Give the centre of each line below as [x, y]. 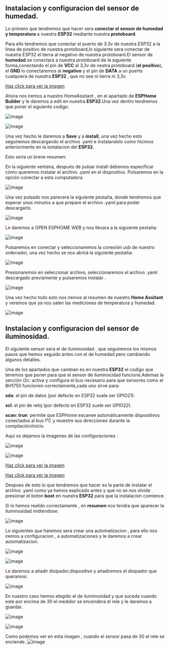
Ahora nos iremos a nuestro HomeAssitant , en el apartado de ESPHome [81, 95]
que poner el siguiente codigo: [37, 107]
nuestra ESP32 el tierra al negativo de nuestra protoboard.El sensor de [79, 54]
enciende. [16, 641]
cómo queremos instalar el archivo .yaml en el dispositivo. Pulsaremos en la [84, 172]
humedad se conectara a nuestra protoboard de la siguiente [68, 60]
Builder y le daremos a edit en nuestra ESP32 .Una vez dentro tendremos [81, 101]
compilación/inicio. [25, 426]
